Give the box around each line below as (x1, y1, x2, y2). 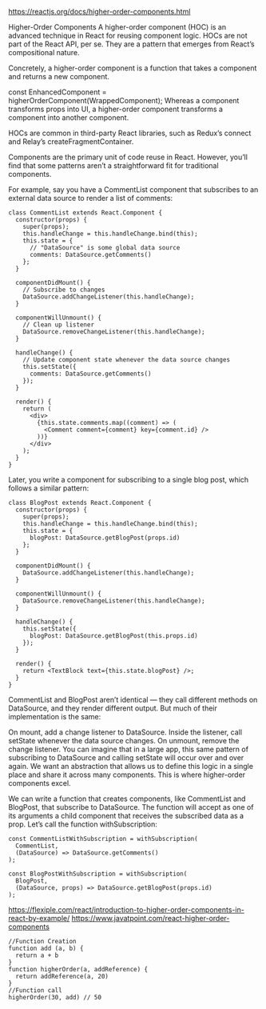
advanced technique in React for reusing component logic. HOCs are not (8, 31, 248, 40)
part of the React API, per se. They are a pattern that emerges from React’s (8, 39, 255, 49)
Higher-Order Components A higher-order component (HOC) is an (8, 22, 226, 31)
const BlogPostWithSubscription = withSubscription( (8, 870, 188, 878)
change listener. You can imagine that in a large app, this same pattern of (8, 744, 249, 754)
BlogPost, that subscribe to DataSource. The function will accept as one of (8, 803, 254, 811)
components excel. (8, 779, 71, 787)
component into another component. (8, 113, 129, 122)
